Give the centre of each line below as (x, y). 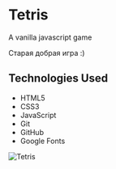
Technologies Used (58, 78)
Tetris (28, 15)
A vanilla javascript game (50, 37)
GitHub (32, 132)
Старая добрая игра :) (47, 53)
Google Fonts (43, 141)
